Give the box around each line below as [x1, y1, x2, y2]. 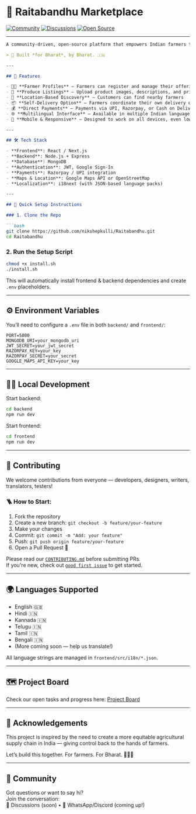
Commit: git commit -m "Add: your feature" [14, 531, 123, 538]
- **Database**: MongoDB [6, 159, 66, 165]
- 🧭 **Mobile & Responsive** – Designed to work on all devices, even [6, 116, 181, 122]
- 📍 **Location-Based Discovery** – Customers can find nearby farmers [6, 95, 184, 101]
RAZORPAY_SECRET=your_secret [6, 353, 77, 359]
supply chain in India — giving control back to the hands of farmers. [6, 740, 169, 747]
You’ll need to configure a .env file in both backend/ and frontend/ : [6, 321, 166, 328]
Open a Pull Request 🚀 [14, 544, 69, 551]
